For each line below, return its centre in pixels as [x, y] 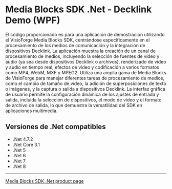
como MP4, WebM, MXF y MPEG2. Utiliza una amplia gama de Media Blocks [86, 72]
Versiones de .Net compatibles [56, 127]
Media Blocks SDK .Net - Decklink [79, 9]
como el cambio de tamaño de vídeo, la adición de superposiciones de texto [86, 83]
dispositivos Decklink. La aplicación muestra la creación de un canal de [81, 51]
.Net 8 [19, 166]
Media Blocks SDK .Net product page [45, 181]
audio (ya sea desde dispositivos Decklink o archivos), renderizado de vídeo [86, 61]
